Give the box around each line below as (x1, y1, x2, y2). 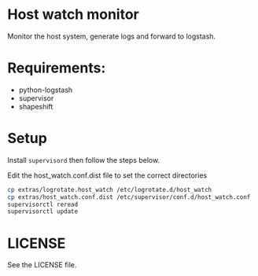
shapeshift (18, 101, 53, 111)
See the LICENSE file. (7, 260, 77, 270)
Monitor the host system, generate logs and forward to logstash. (7, 31, 216, 41)
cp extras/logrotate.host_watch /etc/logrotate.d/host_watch (7, 186, 212, 193)
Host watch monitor (7, 6, 139, 24)
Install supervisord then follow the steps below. (7, 155, 160, 164)
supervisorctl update (7, 208, 79, 215)
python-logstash (18, 85, 73, 94)
